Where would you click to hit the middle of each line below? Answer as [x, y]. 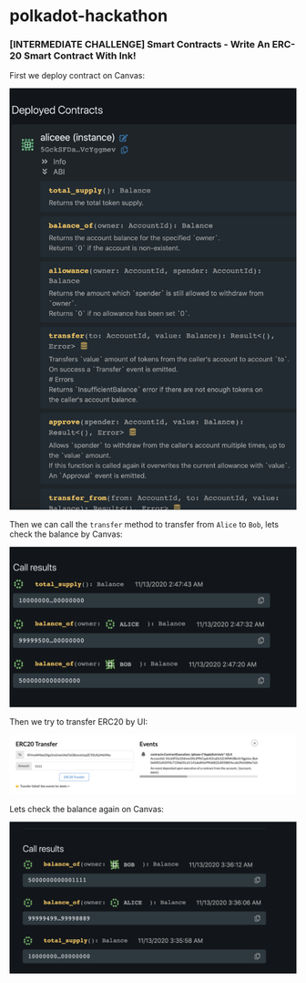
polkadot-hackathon [89, 16]
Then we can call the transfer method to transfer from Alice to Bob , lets [144, 524]
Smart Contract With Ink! [80, 56]
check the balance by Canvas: [66, 534]
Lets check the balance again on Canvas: [87, 809]
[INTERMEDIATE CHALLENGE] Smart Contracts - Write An [140, 45]
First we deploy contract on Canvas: [77, 76]
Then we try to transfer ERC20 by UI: [79, 722]
